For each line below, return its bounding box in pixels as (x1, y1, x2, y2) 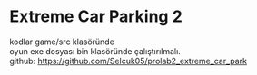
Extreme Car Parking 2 (9, 6, 183, 27)
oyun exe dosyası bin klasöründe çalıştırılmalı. (9, 45, 182, 56)
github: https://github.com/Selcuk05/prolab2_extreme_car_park (9, 55, 248, 66)
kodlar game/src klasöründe (9, 36, 115, 47)
